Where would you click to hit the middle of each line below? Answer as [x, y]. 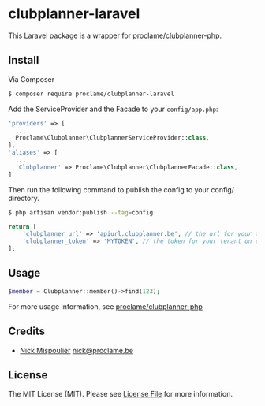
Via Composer [32, 79]
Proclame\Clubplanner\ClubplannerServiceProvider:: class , [113, 138]
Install [24, 60]
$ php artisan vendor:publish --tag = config [81, 212]
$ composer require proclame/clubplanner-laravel [91, 94]
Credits [27, 332]
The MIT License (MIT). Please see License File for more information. [120, 394]
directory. [24, 198]
